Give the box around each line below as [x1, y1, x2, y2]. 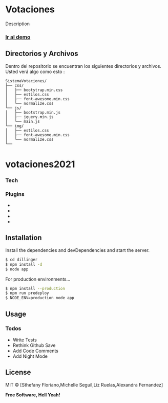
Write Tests [12, 337, 37, 343]
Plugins [5, 190, 25, 197]
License [5, 368, 31, 377]
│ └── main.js [5, 119, 40, 124]
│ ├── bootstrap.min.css [5, 87, 63, 93]
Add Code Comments [12, 347, 59, 354]
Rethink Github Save [12, 342, 56, 348]
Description [5, 21, 30, 27]
